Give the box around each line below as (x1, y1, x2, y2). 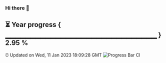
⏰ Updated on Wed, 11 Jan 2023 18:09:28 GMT (5, 52, 102, 58)
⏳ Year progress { (5, 20, 61, 29)
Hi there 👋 (5, 4, 30, 11)
